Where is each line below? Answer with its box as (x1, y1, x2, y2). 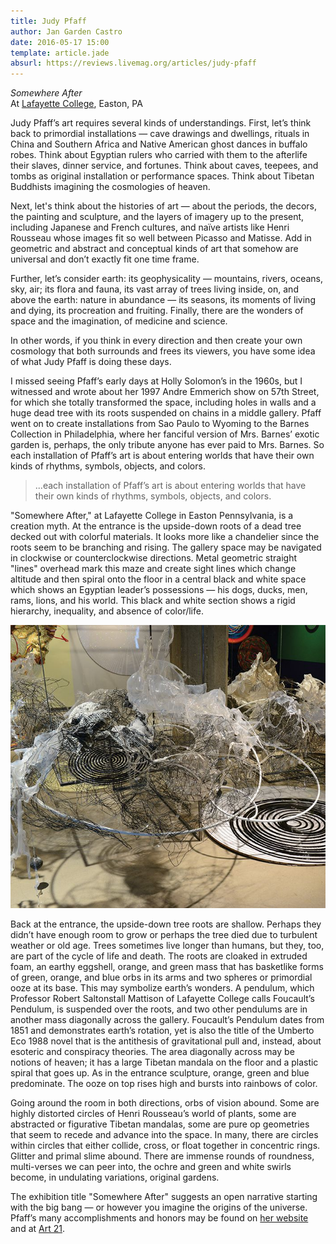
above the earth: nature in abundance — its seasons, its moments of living (10, 294, 316, 306)
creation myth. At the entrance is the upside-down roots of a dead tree (10, 520, 302, 532)
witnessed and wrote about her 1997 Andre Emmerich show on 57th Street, (10, 386, 320, 398)
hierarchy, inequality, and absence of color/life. (10, 605, 204, 617)
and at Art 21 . (10, 1222, 65, 1234)
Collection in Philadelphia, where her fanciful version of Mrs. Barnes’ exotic (10, 428, 320, 440)
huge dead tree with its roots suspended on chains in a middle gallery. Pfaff (10, 407, 322, 419)
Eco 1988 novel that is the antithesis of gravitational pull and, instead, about (10, 1035, 322, 1047)
